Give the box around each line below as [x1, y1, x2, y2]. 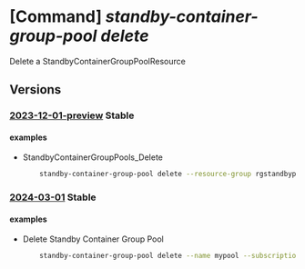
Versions [9, 82, 62, 97]
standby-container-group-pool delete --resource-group [39, 170, 252, 179]
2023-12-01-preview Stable [9, 109, 135, 122]
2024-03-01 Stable [9, 191, 97, 204]
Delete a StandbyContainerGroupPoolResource [9, 55, 187, 66]
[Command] [9, 6, 102, 27]
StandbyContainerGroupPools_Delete [22, 152, 164, 163]
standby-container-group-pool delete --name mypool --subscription [39, 252, 300, 261]
